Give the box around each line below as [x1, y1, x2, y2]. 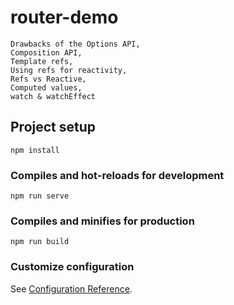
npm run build [10, 237, 70, 247]
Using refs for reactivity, [10, 65, 128, 75]
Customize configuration [10, 260, 135, 274]
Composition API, [10, 47, 83, 58]
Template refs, [10, 56, 74, 66]
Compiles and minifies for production [10, 214, 195, 228]
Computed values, [10, 82, 83, 93]
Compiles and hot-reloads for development [10, 168, 225, 182]
